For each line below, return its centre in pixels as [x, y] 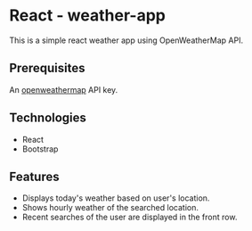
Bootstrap [40, 149]
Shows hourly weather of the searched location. [110, 208]
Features [34, 176]
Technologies [48, 118]
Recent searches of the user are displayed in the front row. [130, 217]
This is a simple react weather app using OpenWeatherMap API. [126, 40]
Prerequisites [47, 68]
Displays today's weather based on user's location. [116, 198]
